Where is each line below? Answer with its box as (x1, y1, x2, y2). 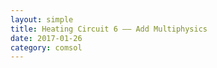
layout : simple (10, 14, 74, 25)
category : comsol (10, 42, 83, 53)
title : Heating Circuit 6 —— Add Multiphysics (10, 24, 208, 34)
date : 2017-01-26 (10, 33, 83, 43)
